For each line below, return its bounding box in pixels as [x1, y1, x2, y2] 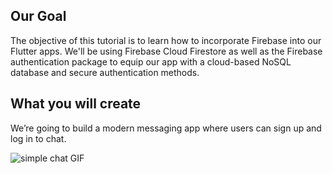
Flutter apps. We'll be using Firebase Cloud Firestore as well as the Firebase [10, 45, 323, 57]
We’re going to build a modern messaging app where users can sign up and [10, 122, 322, 134]
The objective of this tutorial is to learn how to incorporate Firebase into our [10, 34, 322, 46]
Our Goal [10, 8, 67, 25]
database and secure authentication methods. [10, 66, 200, 78]
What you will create [10, 95, 142, 113]
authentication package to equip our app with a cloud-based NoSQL [10, 55, 292, 68]
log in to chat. [10, 132, 67, 144]
